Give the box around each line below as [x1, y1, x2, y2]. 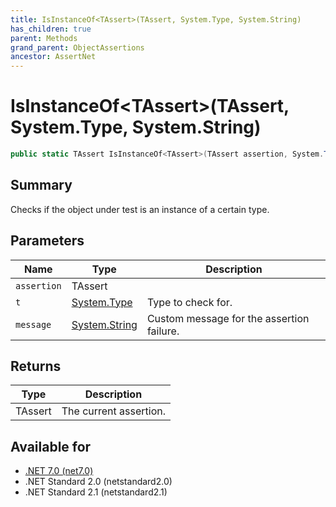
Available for [10, 438, 92, 455]
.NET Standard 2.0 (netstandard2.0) [24, 476, 173, 488]
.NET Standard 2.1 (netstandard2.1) [24, 486, 168, 498]
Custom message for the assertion [146, 311, 310, 325]
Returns [10, 357, 62, 375]
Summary [10, 177, 73, 194]
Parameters [10, 232, 85, 250]
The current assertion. [61, 404, 167, 418]
